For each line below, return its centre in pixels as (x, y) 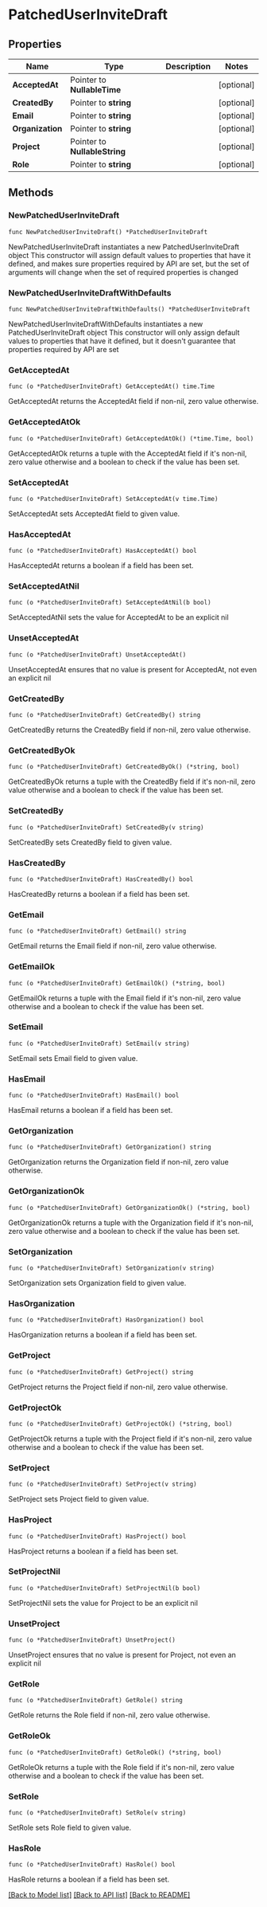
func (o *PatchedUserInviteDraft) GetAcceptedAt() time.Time (112, 387)
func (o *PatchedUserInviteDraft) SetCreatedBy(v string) (106, 827)
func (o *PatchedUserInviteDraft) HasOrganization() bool (106, 1320)
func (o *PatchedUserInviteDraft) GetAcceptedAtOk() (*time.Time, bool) (131, 439)
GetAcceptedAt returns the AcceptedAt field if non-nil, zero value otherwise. (133, 401)
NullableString (98, 151)
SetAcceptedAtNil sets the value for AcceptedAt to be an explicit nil (118, 617)
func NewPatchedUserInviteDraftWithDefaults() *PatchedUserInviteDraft (129, 309)
